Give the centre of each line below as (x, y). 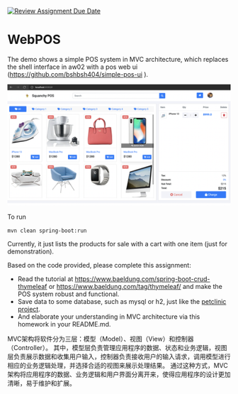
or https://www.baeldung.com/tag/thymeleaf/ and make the (136, 286)
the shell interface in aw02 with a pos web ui (73, 67)
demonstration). (31, 251)
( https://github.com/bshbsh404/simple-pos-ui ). (78, 74)
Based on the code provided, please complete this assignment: (99, 265)
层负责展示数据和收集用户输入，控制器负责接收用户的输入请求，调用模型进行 (119, 356)
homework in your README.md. (64, 324)
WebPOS (34, 40)
